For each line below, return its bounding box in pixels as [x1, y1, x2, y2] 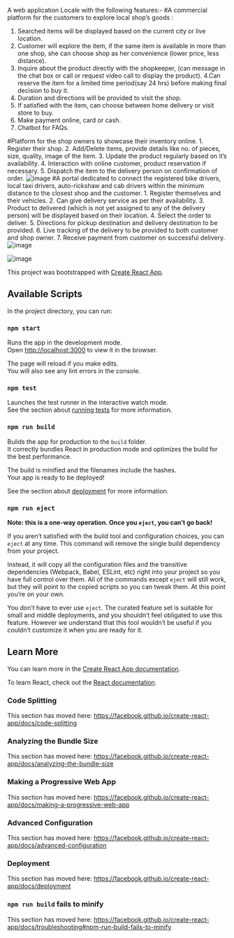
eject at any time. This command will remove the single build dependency [7, 540, 221, 547]
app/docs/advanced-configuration [7, 842, 107, 849]
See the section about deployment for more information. [7, 486, 169, 495]
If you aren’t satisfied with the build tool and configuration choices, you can [7, 532, 225, 540]
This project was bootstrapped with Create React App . [7, 268, 164, 276]
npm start [7, 324, 41, 332]
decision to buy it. [17, 87, 69, 94]
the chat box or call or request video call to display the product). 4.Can [17, 71, 221, 80]
